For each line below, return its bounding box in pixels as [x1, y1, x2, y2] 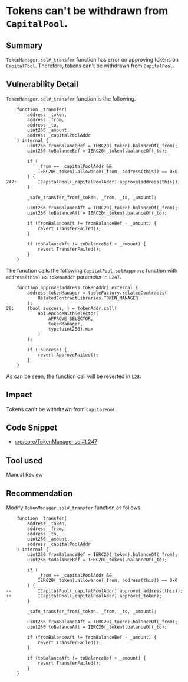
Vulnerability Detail [6, 79, 78, 89]
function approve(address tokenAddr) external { [17, 285, 138, 290]
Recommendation [6, 488, 72, 498]
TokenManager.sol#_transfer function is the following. [6, 95, 136, 102]
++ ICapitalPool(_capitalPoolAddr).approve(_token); [6, 593, 162, 599]
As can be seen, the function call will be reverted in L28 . [6, 373, 141, 380]
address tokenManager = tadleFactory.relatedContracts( [27, 290, 167, 296]
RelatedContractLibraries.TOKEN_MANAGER [37, 295, 138, 301]
